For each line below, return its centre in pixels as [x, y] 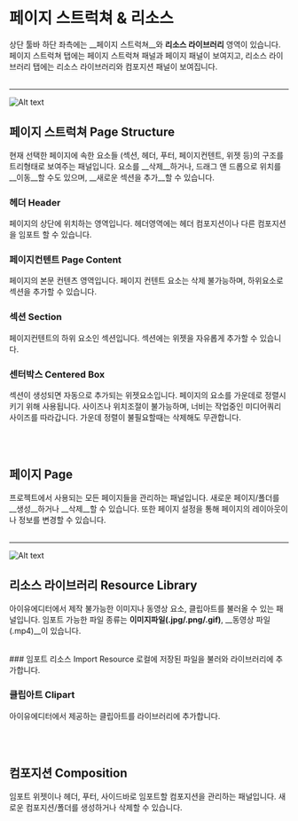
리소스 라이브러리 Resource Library [103, 586]
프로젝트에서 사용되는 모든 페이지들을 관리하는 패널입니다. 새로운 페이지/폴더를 [145, 497]
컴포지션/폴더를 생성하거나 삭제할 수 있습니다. [104, 807]
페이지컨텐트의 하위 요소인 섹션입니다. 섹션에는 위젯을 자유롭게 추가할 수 [133, 338]
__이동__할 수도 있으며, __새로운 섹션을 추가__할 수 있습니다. [112, 177]
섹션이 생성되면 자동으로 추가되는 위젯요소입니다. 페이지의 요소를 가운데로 [136, 395]
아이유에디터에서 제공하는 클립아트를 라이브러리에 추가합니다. [115, 715]
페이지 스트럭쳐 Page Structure [92, 133]
